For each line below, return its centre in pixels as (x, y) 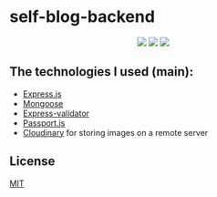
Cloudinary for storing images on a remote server (115, 132)
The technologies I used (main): (102, 72)
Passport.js (44, 123)
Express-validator (56, 113)
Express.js (42, 94)
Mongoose (43, 103)
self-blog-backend (82, 17)
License (32, 161)
